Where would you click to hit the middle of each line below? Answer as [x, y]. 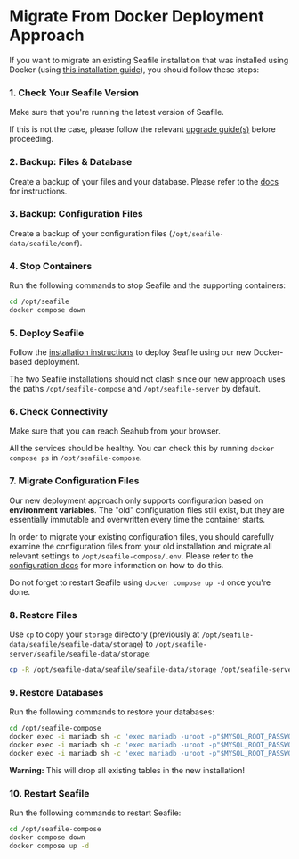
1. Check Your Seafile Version [74, 93]
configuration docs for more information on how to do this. [117, 565]
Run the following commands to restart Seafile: [95, 813]
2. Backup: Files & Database [71, 162]
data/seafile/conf [43, 244]
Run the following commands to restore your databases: [112, 712]
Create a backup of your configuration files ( [91, 233]
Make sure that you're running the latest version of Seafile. [117, 112]
